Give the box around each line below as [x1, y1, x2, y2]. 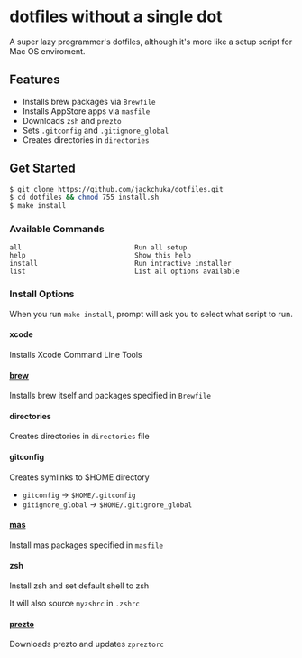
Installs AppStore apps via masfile [22, 106, 151, 117]
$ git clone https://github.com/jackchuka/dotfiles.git [9, 184, 224, 193]
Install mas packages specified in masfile [9, 540, 164, 550]
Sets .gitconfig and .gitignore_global [22, 125, 169, 136]
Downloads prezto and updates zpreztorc [9, 639, 165, 650]
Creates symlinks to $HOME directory [9, 472, 151, 483]
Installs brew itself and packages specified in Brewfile [9, 390, 212, 401]
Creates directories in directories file [9, 431, 151, 442]
